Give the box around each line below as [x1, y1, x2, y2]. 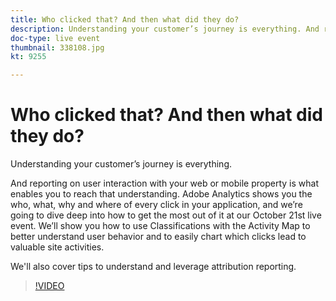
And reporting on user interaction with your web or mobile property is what [10, 177, 319, 190]
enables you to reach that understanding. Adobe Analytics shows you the [10, 188, 313, 200]
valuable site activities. [10, 241, 105, 253]
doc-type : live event [10, 33, 101, 43]
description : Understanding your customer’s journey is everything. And [10, 24, 320, 34]
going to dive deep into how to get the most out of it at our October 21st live [10, 209, 322, 221]
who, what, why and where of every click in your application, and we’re [10, 199, 303, 211]
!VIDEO [34, 280, 65, 292]
